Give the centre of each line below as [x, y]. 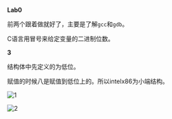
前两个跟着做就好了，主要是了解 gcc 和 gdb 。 [68, 24]
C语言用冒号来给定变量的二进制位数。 [61, 39]
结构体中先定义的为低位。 [43, 67]
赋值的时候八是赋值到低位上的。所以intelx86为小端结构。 [88, 81]
